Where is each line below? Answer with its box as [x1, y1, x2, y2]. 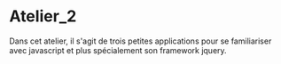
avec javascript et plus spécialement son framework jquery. [9, 44, 228, 55]
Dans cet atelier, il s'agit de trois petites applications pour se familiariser [9, 36, 272, 46]
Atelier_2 [9, 6, 77, 27]
